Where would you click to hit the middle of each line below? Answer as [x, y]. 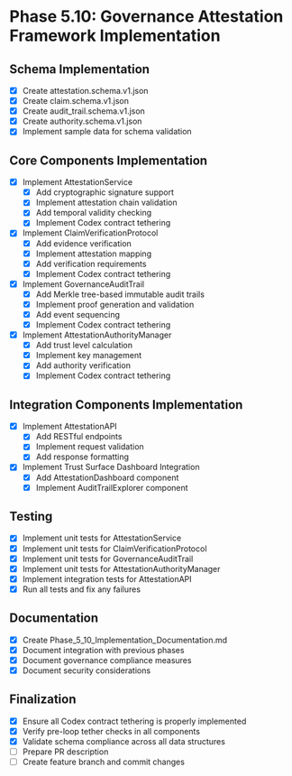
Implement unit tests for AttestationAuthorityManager [121, 568]
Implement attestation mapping [93, 254]
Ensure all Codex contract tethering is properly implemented [134, 721]
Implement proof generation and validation [115, 304]
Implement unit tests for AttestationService [102, 538]
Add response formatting [82, 457]
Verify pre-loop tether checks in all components [111, 731]
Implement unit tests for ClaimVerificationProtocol [114, 549]
